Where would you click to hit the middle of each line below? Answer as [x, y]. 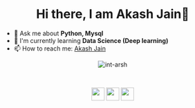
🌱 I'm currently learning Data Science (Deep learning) [91, 40]
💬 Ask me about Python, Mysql [58, 33]
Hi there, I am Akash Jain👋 [113, 14]
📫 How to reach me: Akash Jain [59, 48]
